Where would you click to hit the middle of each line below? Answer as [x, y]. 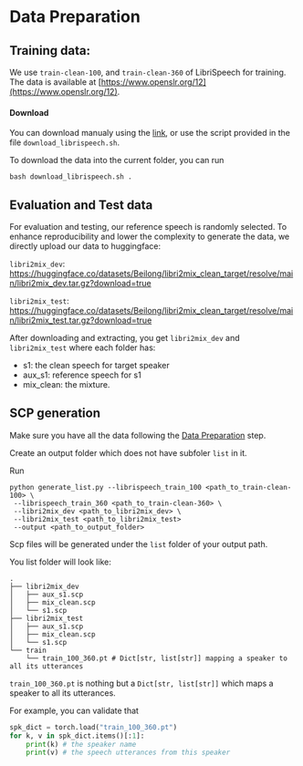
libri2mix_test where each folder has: [83, 347]
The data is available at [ [56, 82]
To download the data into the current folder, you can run [117, 160]
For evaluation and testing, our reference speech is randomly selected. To [148, 227]
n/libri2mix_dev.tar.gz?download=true [81, 284]
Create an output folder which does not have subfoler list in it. [129, 452]
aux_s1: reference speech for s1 [82, 375]
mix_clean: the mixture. [66, 385]
